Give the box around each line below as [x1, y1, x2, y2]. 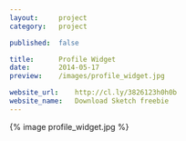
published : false [9, 38, 79, 47]
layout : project [9, 13, 88, 23]
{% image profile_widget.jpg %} [9, 121, 129, 132]
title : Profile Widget [9, 55, 117, 64]
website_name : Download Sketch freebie [9, 96, 170, 106]
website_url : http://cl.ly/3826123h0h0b [9, 88, 178, 97]
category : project [9, 22, 88, 31]
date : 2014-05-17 [9, 63, 100, 73]
